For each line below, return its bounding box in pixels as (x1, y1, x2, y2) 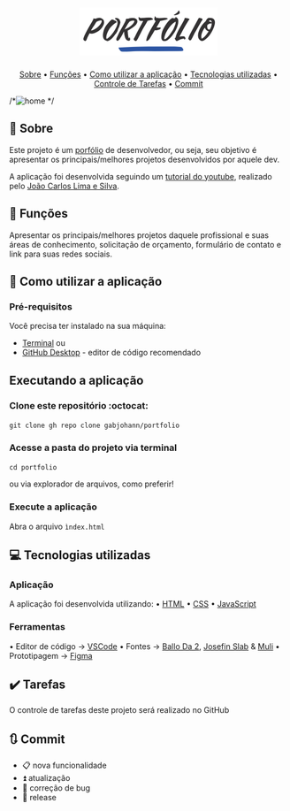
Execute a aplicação (9, 501, 97, 513)
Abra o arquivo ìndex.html (9, 521, 105, 532)
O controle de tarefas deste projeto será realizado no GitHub (9, 705, 230, 715)
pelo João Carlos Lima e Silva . (9, 180, 119, 191)
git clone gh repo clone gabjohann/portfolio (9, 421, 179, 430)
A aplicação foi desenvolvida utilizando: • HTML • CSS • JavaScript (9, 599, 256, 609)
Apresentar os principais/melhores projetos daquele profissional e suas (9, 229, 270, 241)
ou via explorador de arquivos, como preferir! (9, 478, 174, 489)
